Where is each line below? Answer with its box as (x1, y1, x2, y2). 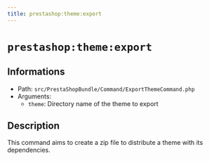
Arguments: (17, 92, 51, 101)
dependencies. (7, 146, 51, 155)
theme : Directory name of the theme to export (27, 99, 159, 108)
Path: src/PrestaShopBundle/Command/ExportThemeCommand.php (17, 84, 195, 93)
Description (7, 120, 60, 132)
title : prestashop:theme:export (7, 10, 102, 18)
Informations (7, 66, 65, 78)
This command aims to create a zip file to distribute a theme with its (7, 139, 204, 147)
